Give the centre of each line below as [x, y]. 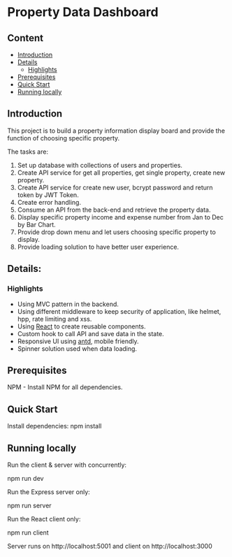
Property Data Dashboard [83, 12]
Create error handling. [49, 202]
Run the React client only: [44, 519]
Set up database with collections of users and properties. [100, 165]
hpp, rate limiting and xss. [55, 319]
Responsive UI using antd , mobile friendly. [78, 341]
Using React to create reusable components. [81, 326]
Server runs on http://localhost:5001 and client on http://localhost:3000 [110, 546]
